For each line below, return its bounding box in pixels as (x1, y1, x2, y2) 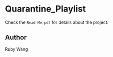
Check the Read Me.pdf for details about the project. (5, 19, 109, 25)
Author (5, 33, 27, 42)
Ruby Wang (5, 46, 28, 52)
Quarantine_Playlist (5, 3, 86, 14)
